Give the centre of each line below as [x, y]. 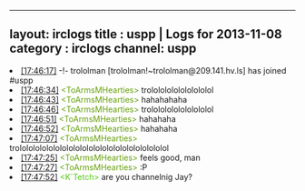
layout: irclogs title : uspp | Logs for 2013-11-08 [146, 34]
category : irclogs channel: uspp [103, 49]
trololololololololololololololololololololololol [89, 147]
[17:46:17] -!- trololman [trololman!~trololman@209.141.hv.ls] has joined [154, 70]
